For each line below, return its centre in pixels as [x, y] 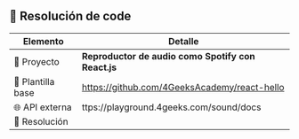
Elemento [43, 41]
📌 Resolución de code [70, 16]
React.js [99, 67]
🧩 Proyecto [36, 61]
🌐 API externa [43, 107]
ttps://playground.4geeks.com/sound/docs [171, 107]
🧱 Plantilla [34, 81]
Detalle [183, 41]
